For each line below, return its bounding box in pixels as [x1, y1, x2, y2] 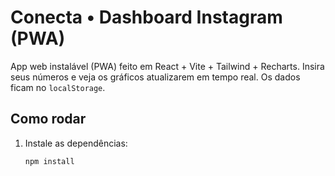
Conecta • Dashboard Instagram [10, 6, 283, 29]
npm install [24, 156, 75, 166]
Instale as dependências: [24, 137, 128, 149]
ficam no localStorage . [10, 81, 106, 93]
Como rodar [10, 111, 87, 128]
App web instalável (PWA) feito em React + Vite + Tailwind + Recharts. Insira [10, 60, 325, 72]
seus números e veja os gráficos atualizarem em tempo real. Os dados [10, 71, 301, 83]
